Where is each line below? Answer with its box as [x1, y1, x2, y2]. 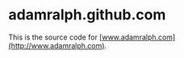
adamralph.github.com [8, 6, 166, 24]
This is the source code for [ [8, 32, 102, 42]
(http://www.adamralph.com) [8, 40, 105, 50]
